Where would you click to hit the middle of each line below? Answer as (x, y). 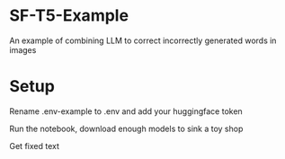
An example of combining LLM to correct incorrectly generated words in (143, 40)
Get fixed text (35, 146)
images (23, 49)
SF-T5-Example (69, 16)
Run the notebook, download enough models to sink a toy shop (126, 128)
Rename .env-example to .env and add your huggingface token (126, 111)
